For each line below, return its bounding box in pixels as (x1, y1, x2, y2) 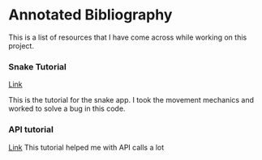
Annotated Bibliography (8, 6, 173, 24)
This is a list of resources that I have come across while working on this (8, 32, 247, 42)
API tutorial (8, 124, 54, 135)
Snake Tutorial (8, 61, 67, 72)
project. (8, 40, 35, 50)
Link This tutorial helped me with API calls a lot (8, 142, 165, 152)
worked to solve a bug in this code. (8, 103, 126, 114)
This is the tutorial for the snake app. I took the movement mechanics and (8, 95, 254, 105)
